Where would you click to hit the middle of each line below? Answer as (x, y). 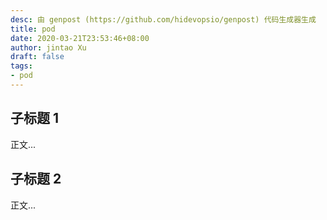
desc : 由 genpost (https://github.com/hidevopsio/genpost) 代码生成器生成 (163, 19)
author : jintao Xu (48, 47)
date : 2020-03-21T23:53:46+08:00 (80, 38)
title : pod (33, 29)
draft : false (37, 57)
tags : (21, 66)
